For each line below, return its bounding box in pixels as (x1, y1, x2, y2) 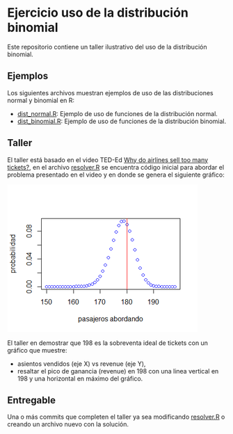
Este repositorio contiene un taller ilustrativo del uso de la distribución (7, 42, 207, 51)
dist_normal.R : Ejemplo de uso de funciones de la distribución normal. (17, 109, 218, 118)
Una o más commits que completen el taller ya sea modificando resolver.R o (7, 412, 225, 421)
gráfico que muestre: (7, 346, 67, 354)
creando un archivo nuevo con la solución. (7, 420, 129, 428)
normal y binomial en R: (7, 96, 75, 104)
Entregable (7, 394, 56, 406)
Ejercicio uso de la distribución (7, 5, 189, 21)
